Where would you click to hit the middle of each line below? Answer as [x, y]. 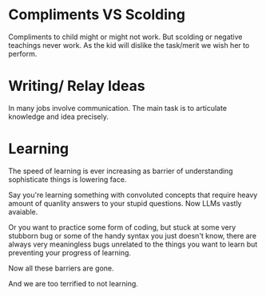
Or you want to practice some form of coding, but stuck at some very [122, 227]
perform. [23, 53]
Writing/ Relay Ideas [77, 86]
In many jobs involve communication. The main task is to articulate [118, 108]
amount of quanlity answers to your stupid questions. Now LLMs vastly [125, 203]
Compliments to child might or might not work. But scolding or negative [125, 37]
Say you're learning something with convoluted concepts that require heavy [133, 195]
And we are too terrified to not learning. [73, 283]
